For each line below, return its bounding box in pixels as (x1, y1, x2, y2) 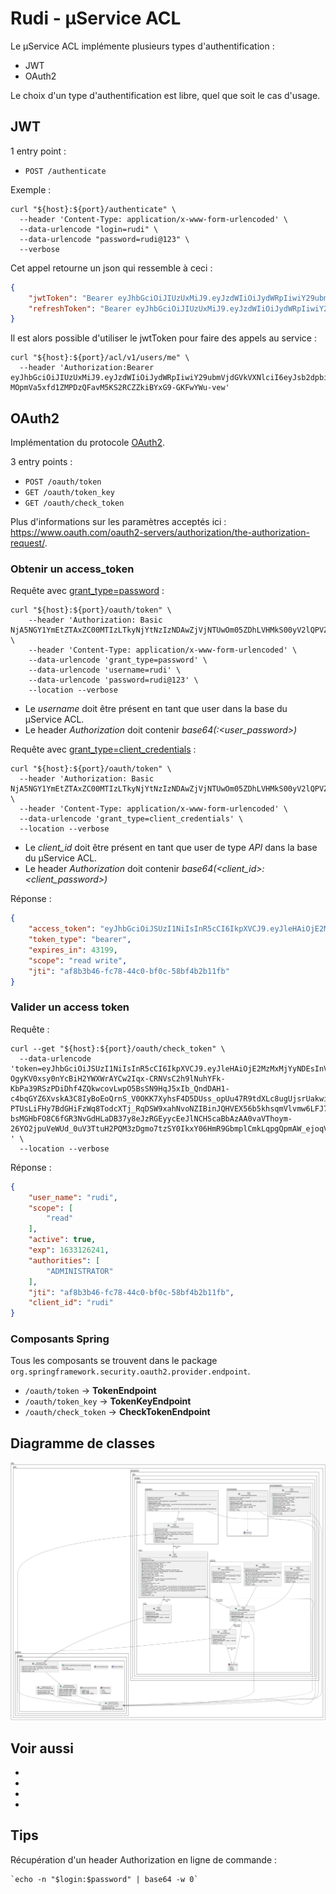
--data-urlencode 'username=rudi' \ (28, 665, 182, 676)
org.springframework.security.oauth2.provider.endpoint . (10, 1365, 251, 1377)
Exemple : (10, 183, 52, 196)
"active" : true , (28, 1235, 97, 1245)
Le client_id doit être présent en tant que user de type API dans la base (24, 842, 318, 854)
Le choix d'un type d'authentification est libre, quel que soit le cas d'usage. (10, 89, 321, 101)
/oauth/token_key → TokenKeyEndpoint (24, 1395, 192, 1407)
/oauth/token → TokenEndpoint (24, 1385, 157, 1397)
